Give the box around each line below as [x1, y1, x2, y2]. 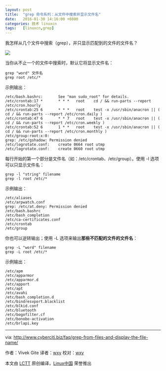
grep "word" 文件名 [5, 71, 43, 76]
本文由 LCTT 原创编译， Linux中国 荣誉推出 [5, 361, 92, 367]
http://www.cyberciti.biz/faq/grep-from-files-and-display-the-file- [13, 334, 148, 340]
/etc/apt [5, 286, 23, 291]
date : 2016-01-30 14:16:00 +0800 [5, 16, 79, 21]
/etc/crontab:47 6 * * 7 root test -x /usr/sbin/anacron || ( [5, 116, 161, 121]
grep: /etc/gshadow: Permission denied [5, 138, 87, 143]
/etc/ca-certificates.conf [5, 217, 61, 223]
